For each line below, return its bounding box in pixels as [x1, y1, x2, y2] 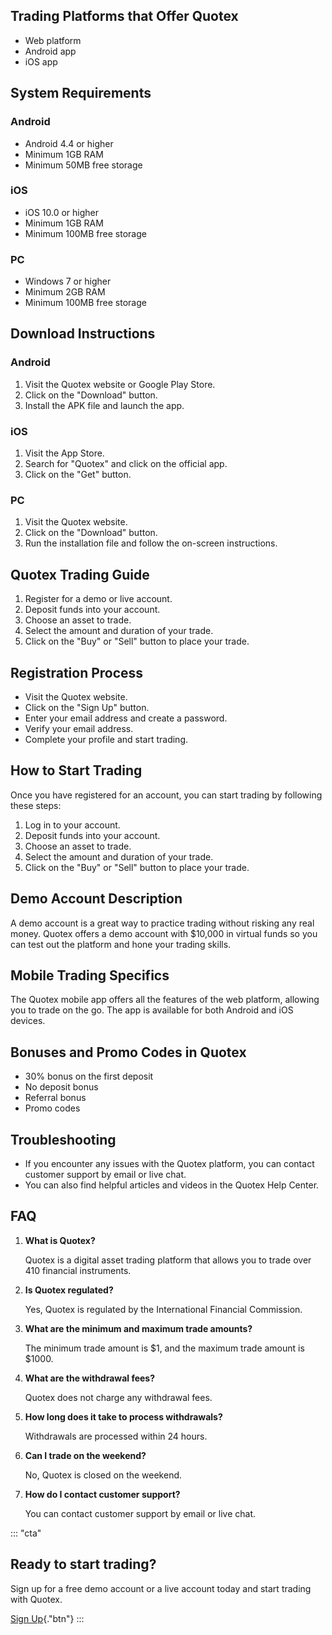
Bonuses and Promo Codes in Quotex [10, 1044, 247, 1061]
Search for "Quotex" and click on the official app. [24, 458, 228, 470]
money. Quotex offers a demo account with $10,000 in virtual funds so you [10, 927, 318, 939]
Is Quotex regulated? [24, 1284, 114, 1296]
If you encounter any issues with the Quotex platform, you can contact [24, 1158, 315, 1170]
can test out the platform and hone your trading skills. [10, 938, 232, 950]
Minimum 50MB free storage [24, 159, 143, 171]
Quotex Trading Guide [10, 566, 150, 583]
